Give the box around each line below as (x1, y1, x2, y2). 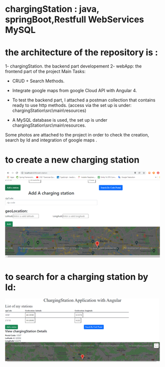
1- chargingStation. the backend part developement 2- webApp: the (5, 63, 142, 69)
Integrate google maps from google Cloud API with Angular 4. (12, 88, 137, 94)
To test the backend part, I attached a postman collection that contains (12, 97, 156, 103)
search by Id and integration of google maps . (5, 137, 97, 143)
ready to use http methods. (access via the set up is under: (12, 102, 132, 108)
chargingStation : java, (5, 3, 99, 15)
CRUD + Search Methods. (12, 78, 65, 84)
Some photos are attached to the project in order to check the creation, (5, 132, 149, 138)
